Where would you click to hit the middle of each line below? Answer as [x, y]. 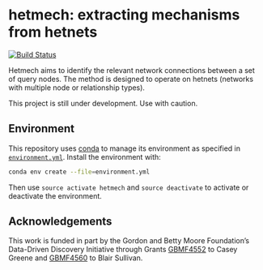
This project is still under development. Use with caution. [103, 103]
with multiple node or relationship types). [77, 88]
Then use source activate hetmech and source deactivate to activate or [129, 187]
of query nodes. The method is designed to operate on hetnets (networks [131, 79]
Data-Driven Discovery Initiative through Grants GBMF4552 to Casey [123, 250]
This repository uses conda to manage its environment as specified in [125, 148]
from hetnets [53, 32]
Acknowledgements [60, 222]
